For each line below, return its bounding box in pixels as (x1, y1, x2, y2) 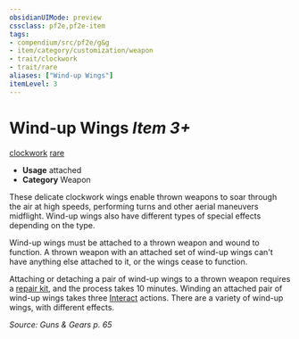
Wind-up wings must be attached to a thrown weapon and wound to (9, 237, 261, 248)
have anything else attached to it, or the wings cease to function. (9, 256, 248, 267)
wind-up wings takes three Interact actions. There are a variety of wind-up (9, 292, 284, 303)
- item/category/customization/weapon (9, 46, 154, 55)
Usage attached (21, 164, 82, 175)
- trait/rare (9, 63, 58, 72)
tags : (9, 29, 29, 38)
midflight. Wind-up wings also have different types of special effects (9, 211, 262, 221)
